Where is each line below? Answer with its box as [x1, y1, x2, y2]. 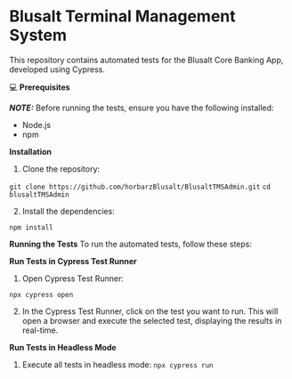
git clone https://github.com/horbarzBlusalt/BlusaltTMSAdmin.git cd [9, 182, 272, 191]
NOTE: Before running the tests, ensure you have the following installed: [9, 102, 274, 113]
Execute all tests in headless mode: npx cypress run [21, 359, 214, 370]
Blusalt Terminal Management [9, 6, 236, 27]
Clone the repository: [21, 163, 101, 174]
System [9, 25, 68, 45]
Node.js [21, 119, 52, 130]
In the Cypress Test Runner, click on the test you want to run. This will [21, 305, 279, 317]
